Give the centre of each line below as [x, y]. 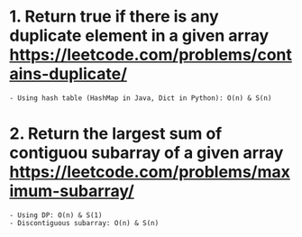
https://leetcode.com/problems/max [150, 172]
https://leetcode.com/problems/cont [151, 55]
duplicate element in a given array [139, 36]
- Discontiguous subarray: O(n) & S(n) [84, 223]
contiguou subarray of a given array [146, 153]
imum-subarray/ [72, 191]
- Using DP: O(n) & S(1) [56, 215]
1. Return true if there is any [114, 17]
